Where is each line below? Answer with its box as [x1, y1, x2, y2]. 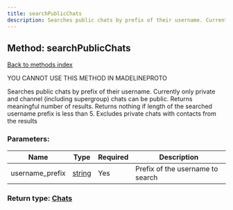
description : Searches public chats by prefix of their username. [7, 17, 203, 24]
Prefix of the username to [135, 164, 218, 173]
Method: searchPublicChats [7, 42, 131, 54]
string [72, 168, 92, 177]
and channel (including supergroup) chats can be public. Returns [7, 95, 193, 103]
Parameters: [7, 134, 50, 144]
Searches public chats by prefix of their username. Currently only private [7, 87, 216, 96]
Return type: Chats [7, 193, 73, 203]
